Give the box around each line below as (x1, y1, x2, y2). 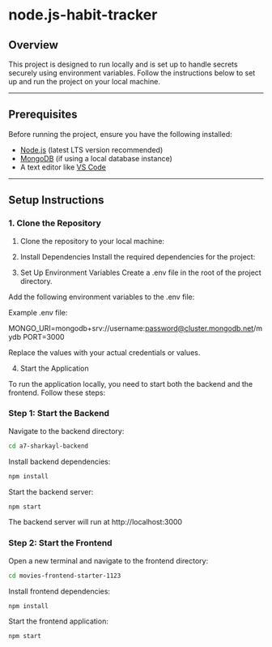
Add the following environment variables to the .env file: (8, 292, 195, 302)
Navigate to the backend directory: (8, 426, 125, 435)
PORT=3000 (23, 332, 65, 341)
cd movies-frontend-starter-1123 (8, 572, 121, 580)
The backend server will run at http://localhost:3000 (8, 517, 183, 527)
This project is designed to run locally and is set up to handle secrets (8, 59, 238, 69)
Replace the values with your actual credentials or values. (8, 347, 201, 358)
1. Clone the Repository (8, 217, 101, 229)
